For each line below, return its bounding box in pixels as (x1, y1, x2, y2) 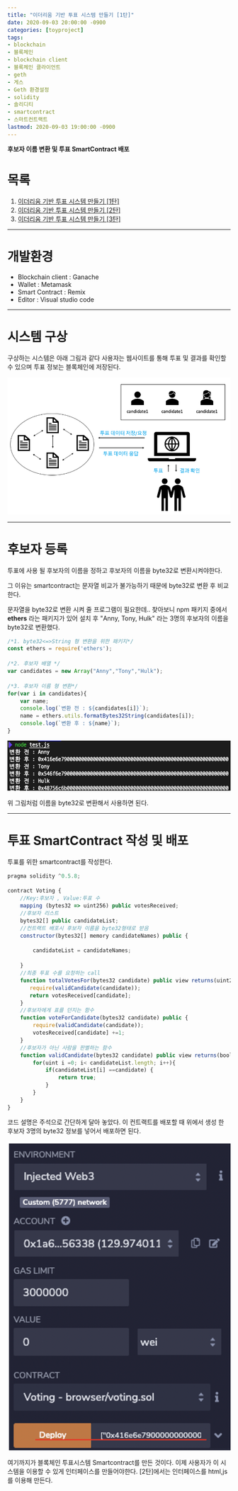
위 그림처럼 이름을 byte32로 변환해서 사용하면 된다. (7, 798, 149, 807)
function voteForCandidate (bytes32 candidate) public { (20, 1014, 189, 1021)
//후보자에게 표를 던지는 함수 (20, 1007, 94, 1014)
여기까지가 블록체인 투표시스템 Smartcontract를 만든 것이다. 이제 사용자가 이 (7, 1458, 220, 1466)
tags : (7, 34, 23, 41)
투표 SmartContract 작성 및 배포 (7, 832, 189, 849)
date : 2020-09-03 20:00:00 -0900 (7, 18, 106, 26)
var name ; (20, 698, 50, 705)
